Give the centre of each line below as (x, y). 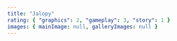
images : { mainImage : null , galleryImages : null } (83, 26)
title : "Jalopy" (31, 14)
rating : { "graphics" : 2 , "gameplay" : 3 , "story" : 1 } (89, 20)
